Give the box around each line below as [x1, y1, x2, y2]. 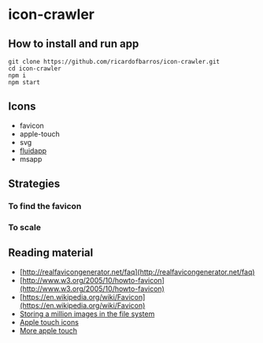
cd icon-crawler [8, 65, 61, 73]
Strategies [8, 177, 61, 191]
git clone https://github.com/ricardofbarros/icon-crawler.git [8, 58, 220, 65]
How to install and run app [8, 37, 139, 50]
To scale [8, 222, 42, 233]
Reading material [8, 246, 94, 259]
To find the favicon [8, 201, 82, 212]
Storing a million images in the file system [19, 309, 155, 319]
